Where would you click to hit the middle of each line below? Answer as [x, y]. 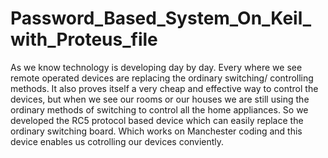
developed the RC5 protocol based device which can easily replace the [157, 120]
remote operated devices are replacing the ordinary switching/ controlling [162, 78]
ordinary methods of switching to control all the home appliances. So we [159, 109]
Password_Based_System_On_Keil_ [161, 18]
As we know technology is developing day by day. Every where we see [156, 67]
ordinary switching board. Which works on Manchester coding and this [156, 131]
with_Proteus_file [84, 39]
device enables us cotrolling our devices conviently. [117, 141]
